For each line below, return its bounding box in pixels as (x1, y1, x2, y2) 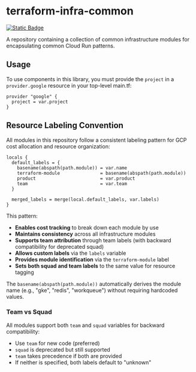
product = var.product (17, 175, 135, 181)
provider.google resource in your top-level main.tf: (6, 82, 132, 89)
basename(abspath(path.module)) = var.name (17, 165, 128, 171)
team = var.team (17, 180, 128, 187)
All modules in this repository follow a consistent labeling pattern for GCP (6, 136, 187, 144)
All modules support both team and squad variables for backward (6, 322, 165, 329)
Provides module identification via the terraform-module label (14, 255, 170, 263)
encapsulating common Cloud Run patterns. (6, 42, 115, 49)
